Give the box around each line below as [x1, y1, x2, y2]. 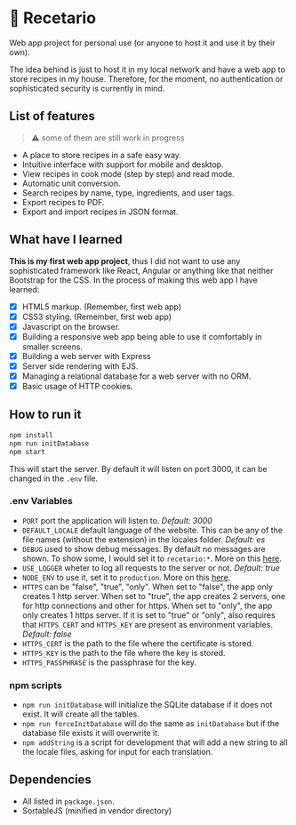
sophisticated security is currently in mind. [9, 83, 165, 93]
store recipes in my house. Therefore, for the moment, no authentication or [9, 73, 284, 84]
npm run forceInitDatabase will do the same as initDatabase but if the [21, 718, 280, 729]
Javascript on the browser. [21, 321, 121, 332]
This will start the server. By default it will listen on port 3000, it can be [9, 463, 268, 474]
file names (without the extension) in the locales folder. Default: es [21, 533, 266, 545]
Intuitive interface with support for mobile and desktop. [21, 159, 224, 170]
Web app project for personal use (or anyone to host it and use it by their [9, 37, 276, 48]
